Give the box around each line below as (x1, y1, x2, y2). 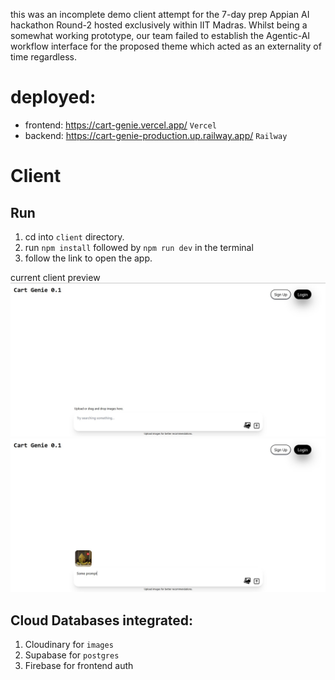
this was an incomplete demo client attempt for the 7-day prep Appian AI (10, 9, 310, 20)
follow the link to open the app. (24, 252, 153, 264)
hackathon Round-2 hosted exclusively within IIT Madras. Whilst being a (10, 19, 308, 31)
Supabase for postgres (24, 649, 120, 661)
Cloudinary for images (24, 638, 114, 650)
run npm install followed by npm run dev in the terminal (24, 241, 254, 253)
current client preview (10, 271, 101, 283)
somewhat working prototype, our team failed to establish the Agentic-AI (10, 30, 311, 41)
